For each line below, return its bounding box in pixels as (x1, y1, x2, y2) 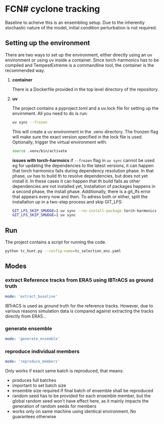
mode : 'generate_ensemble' (5, 336, 60, 341)
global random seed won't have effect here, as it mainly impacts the (12, 398, 149, 404)
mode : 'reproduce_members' (5, 359, 60, 364)
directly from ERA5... (5, 313, 46, 319)
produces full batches (12, 377, 57, 383)
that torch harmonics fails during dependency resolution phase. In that (12, 167, 154, 174)
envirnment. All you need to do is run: (12, 110, 88, 116)
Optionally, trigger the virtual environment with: (12, 139, 107, 145)
